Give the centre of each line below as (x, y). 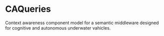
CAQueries (28, 9)
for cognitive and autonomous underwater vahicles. (58, 28)
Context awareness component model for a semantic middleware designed (82, 23)
